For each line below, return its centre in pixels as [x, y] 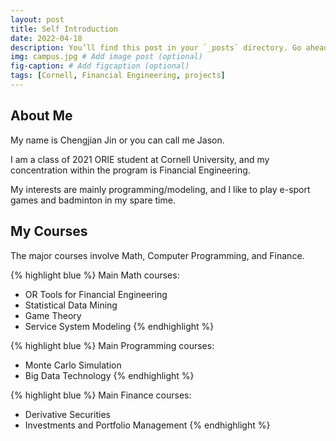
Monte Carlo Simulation [73, 365]
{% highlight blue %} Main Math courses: [95, 275]
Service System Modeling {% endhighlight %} [119, 326]
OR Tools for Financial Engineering [96, 294]
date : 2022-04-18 [46, 38]
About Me [41, 116]
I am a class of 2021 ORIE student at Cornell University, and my [140, 159]
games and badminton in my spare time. [93, 200]
